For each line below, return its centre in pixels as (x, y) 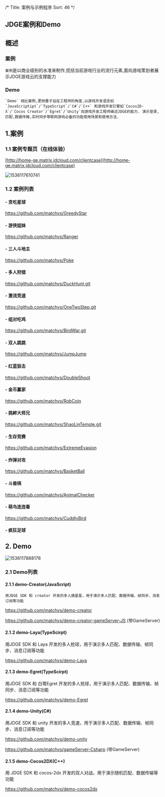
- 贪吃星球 (15, 202)
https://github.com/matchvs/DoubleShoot (48, 377)
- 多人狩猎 (15, 272)
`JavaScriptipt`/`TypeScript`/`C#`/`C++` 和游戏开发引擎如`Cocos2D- (75, 106)
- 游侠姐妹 (15, 225)
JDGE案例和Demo (33, 25)
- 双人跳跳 (15, 342)
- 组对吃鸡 (15, 319)
